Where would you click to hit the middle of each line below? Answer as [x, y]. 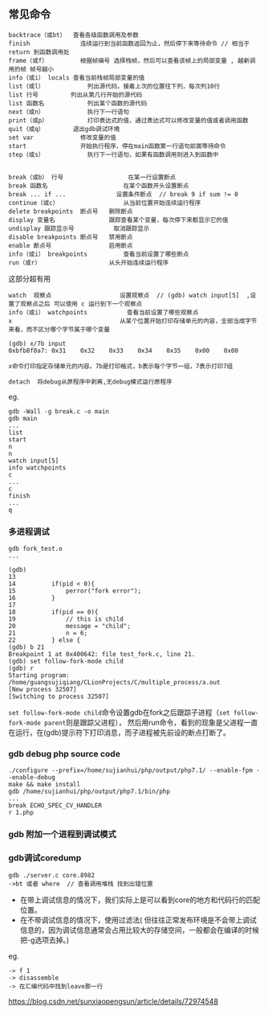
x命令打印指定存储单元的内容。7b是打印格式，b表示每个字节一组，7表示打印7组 [121, 366]
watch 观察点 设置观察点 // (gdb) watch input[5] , [129, 295]
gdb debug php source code [64, 754]
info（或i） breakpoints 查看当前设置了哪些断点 [99, 254]
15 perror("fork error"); [75, 591]
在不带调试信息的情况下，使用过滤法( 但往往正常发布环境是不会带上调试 [138, 920]
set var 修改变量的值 [62, 138]
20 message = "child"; [69, 626]
